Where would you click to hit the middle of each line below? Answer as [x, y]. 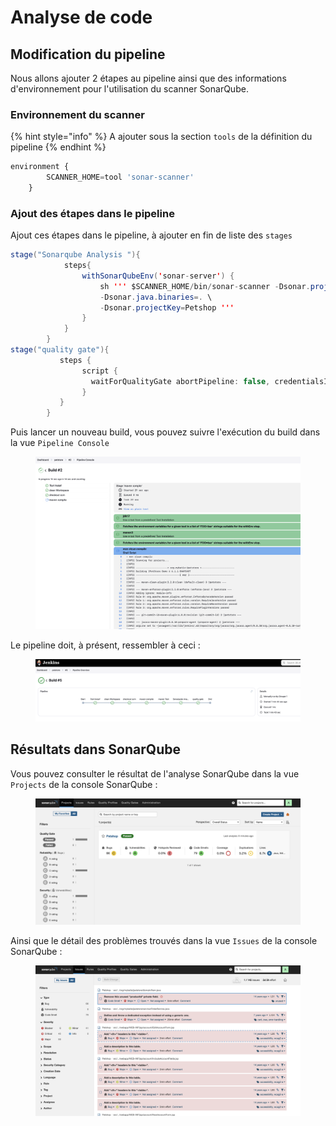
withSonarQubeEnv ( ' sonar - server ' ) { [158, 276]
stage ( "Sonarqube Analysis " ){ [75, 255]
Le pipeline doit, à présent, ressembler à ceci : [105, 645]
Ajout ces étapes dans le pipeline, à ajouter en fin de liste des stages [151, 235]
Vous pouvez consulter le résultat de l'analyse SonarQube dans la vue [155, 773]
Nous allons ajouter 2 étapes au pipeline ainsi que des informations [148, 78]
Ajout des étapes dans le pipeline [92, 213]
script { [99, 371]
